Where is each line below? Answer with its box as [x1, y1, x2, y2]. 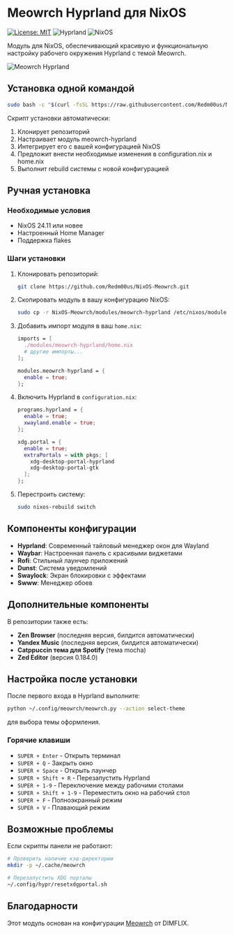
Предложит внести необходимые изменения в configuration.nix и [17, 149, 212, 158]
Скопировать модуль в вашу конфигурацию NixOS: [17, 295, 170, 304]
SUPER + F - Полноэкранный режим [17, 796, 123, 804]
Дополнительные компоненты [7, 599, 149, 611]
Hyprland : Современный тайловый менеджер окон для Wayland [17, 541, 209, 549]
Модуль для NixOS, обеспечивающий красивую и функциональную [7, 41, 209, 50]
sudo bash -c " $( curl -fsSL [7, 101, 89, 108]
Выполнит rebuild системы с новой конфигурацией [17, 164, 169, 172]
